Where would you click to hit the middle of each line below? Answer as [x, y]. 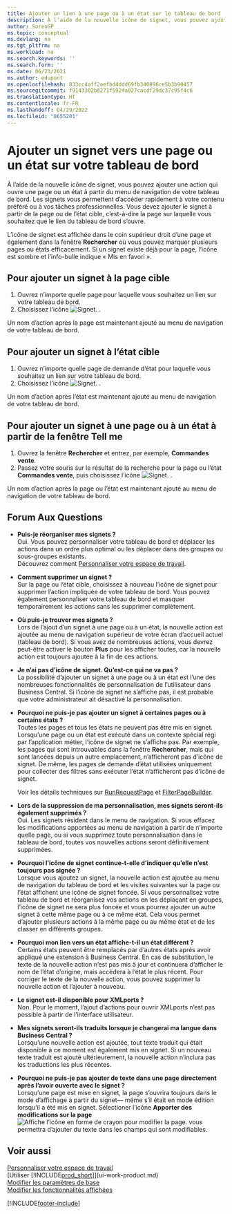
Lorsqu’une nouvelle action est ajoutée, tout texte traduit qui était [109, 1042]
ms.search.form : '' [35, 65]
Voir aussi [29, 1151]
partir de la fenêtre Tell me [65, 436]
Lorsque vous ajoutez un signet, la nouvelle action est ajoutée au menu [118, 878]
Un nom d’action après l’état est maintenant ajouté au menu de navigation [112, 397]
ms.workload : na [30, 53]
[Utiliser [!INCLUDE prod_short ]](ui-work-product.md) [83, 1175]
